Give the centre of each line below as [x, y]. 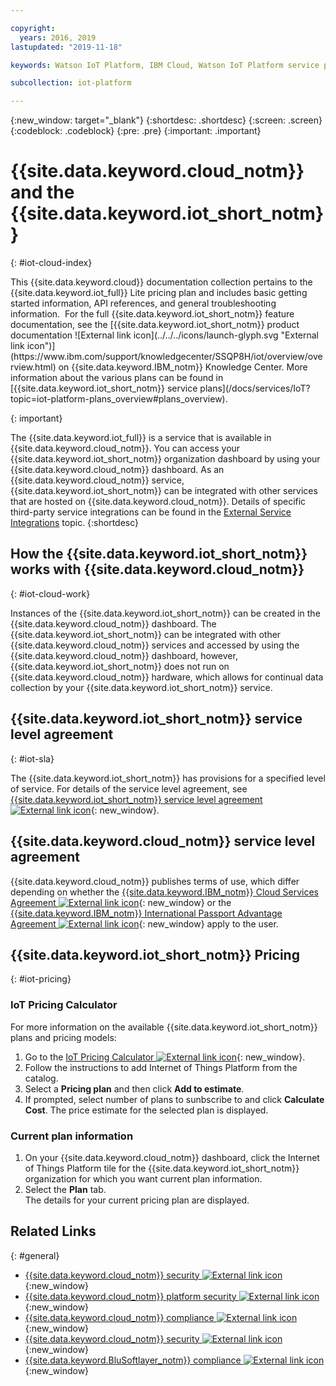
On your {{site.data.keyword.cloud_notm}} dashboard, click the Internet [172, 1157]
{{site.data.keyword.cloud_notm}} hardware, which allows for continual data [167, 677]
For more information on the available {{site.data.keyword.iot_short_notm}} [164, 1027]
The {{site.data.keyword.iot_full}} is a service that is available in [141, 438]
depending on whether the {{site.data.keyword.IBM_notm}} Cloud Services [164, 892]
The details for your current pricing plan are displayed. [137, 1200]
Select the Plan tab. [65, 1189]
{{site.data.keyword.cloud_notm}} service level [163, 841]
